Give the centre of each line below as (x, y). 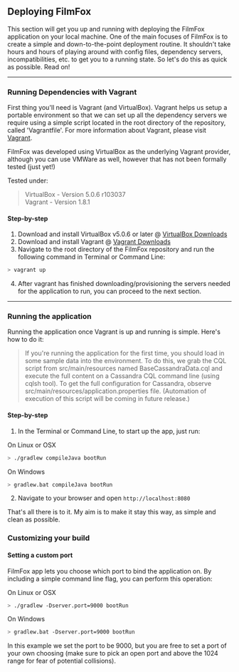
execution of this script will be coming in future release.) (107, 399)
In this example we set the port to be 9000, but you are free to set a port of (117, 646)
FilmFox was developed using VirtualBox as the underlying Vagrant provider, (119, 152)
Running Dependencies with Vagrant (72, 92)
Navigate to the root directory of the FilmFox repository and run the (116, 250)
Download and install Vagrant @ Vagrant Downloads (94, 242)
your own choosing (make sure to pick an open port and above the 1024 (113, 653)
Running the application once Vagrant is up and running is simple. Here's (114, 332)
